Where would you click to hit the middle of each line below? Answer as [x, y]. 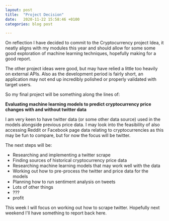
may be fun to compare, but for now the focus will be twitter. [68, 135]
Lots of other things [33, 187]
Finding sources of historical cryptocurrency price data [70, 160]
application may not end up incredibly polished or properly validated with [81, 79]
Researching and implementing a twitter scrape [61, 155]
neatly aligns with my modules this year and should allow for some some [80, 48]
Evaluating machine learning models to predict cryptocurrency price [78, 104]
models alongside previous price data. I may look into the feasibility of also [82, 125]
